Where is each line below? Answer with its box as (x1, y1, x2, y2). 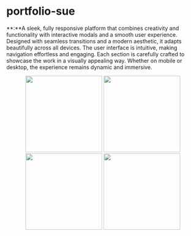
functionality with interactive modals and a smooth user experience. (6, 31, 178, 38)
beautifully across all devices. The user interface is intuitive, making (6, 44, 178, 51)
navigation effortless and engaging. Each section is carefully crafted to (6, 50, 185, 57)
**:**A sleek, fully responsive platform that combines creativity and (6, 24, 179, 32)
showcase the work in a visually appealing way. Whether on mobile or (6, 57, 182, 64)
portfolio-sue (6, 4, 75, 18)
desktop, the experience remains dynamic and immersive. (6, 63, 152, 71)
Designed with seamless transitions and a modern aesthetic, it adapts (6, 37, 182, 45)
